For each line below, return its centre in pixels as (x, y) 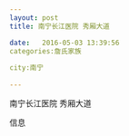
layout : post (34, 18)
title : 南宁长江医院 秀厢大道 (60, 26)
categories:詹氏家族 (45, 51)
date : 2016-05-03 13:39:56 (64, 43)
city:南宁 (26, 68)
